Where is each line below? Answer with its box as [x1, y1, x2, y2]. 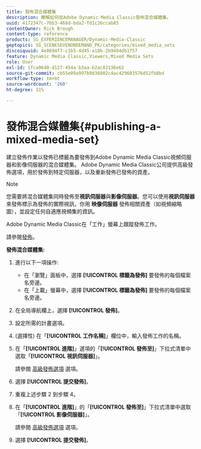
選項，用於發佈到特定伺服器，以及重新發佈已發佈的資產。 [11, 168, 153, 176]
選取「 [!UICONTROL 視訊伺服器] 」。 [14, 352, 103, 360]
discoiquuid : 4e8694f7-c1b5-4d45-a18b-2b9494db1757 [6, 48, 138, 54]
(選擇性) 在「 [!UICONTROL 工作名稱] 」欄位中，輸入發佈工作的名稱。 [14, 332, 184, 339]
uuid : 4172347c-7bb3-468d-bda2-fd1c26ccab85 [6, 20, 119, 26]
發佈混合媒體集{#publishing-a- [6, 120, 162, 134]
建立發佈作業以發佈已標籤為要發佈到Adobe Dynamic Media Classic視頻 [6, 153, 181, 161]
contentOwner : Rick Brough [6, 25, 74, 32]
